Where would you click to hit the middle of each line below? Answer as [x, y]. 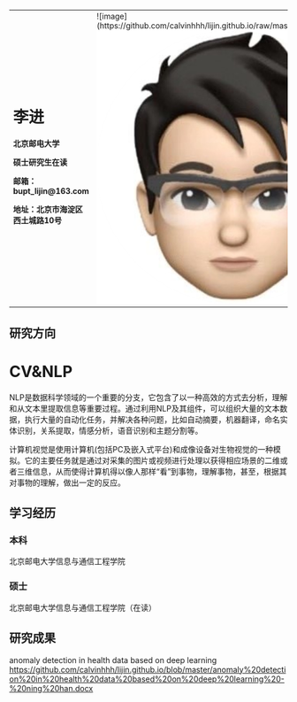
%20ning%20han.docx [51, 688]
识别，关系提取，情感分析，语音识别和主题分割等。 [110, 430]
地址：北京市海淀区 [48, 209]
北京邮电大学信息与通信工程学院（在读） [83, 607]
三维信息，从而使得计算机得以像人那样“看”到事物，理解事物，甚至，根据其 [152, 471]
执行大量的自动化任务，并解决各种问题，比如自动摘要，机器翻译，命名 [152, 419]
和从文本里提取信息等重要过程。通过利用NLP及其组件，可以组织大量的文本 [145, 408]
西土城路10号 [38, 220]
